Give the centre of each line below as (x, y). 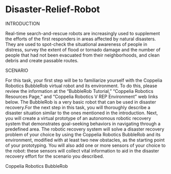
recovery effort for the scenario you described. (55, 156)
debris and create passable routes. (42, 60)
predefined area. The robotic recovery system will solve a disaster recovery (85, 129)
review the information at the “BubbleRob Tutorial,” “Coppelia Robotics (79, 91)
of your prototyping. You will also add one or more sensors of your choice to (86, 145)
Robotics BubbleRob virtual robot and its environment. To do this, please (81, 86)
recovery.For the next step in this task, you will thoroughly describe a (78, 107)
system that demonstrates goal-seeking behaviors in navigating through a (83, 123)
